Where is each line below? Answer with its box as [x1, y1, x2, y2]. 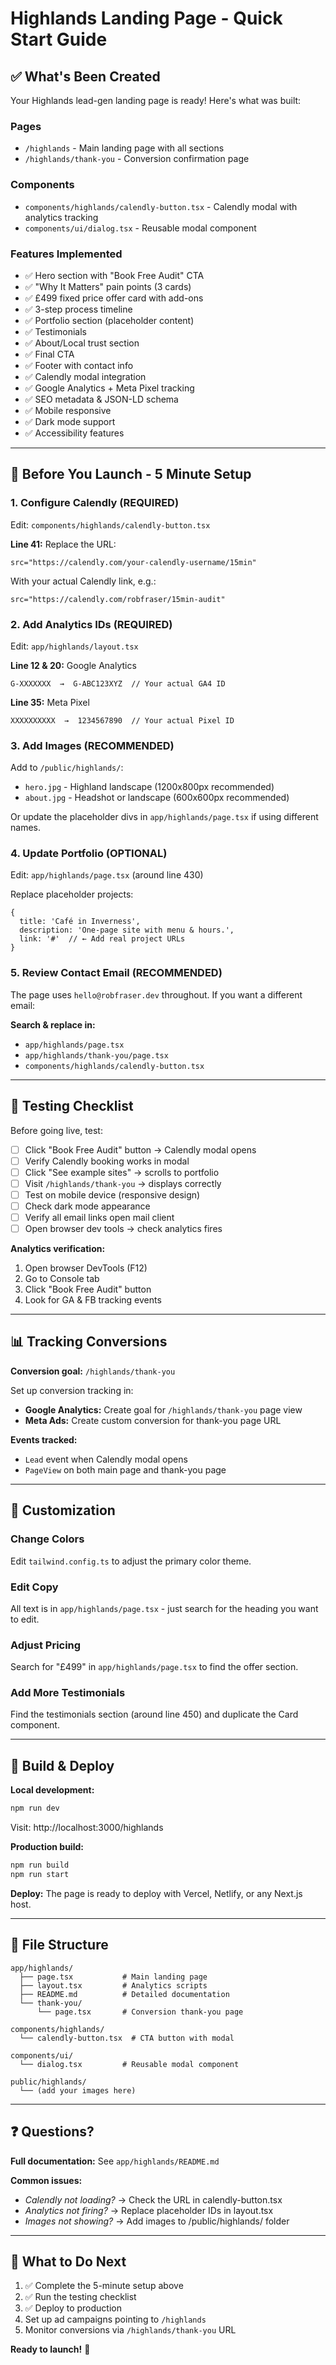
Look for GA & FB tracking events [24, 1294, 162, 1306]
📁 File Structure [10, 1937, 109, 1954]
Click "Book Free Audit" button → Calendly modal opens [24, 1143, 257, 1156]
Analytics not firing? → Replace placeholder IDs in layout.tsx [24, 2204, 274, 2216]
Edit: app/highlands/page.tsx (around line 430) [10, 869, 204, 881]
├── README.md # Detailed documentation [19, 1989, 230, 1999]
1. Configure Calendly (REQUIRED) [10, 496, 180, 510]
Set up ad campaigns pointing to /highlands [24, 2313, 207, 2326]
